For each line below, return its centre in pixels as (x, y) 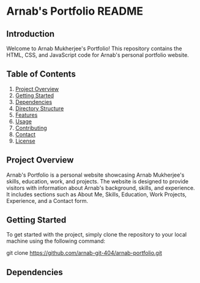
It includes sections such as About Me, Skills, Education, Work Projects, (97, 194)
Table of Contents (41, 74)
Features (26, 115)
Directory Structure (39, 108)
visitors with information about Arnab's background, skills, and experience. (101, 188)
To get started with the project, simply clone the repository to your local (97, 235)
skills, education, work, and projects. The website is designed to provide (97, 181)
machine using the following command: (56, 241)
